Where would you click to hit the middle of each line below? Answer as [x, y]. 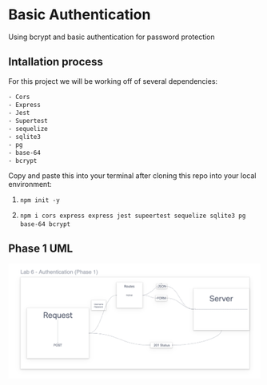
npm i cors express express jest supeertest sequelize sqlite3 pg [133, 216]
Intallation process [56, 62]
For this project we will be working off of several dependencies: [113, 81]
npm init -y [40, 200]
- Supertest [28, 121]
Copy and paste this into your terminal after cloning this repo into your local [132, 175]
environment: [30, 184]
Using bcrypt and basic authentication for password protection [112, 37]
